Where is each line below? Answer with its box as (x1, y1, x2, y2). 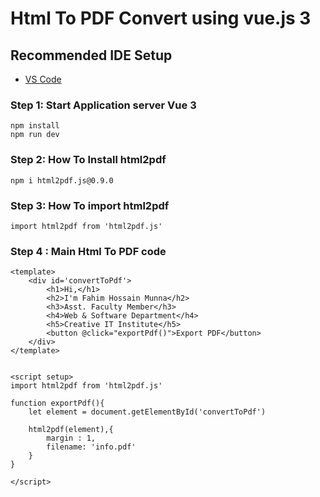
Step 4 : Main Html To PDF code (10, 244, 167, 258)
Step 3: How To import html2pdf (10, 198, 170, 212)
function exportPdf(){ (10, 398, 105, 409)
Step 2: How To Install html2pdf (10, 153, 167, 167)
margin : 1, (46, 433, 97, 444)
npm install (10, 121, 60, 131)
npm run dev (10, 130, 60, 140)
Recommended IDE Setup (10, 47, 173, 64)
